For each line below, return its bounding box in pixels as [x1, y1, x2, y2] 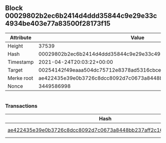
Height [7, 42, 23, 49]
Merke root [7, 74, 34, 81]
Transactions [5, 102, 38, 109]
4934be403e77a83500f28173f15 [5, 19, 111, 28]
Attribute [9, 34, 32, 41]
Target [7, 66, 23, 73]
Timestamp [7, 58, 34, 65]
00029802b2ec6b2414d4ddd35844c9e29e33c [5, 12, 157, 20]
